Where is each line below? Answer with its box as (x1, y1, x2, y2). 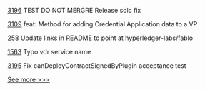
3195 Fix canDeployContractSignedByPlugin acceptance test (7, 61, 187, 70)
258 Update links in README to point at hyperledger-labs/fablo (7, 34, 194, 42)
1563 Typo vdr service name (7, 48, 91, 56)
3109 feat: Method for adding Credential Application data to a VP (7, 20, 198, 28)
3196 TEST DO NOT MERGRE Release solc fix (7, 6, 141, 14)
